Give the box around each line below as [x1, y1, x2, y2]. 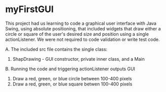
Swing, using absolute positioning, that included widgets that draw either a [5, 25, 161, 31]
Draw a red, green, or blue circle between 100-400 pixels [12, 75, 132, 81]
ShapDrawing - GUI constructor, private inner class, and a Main [12, 56, 145, 62]
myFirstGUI [5, 4, 54, 15]
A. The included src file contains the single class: [5, 46, 108, 52]
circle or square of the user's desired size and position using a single [5, 31, 149, 37]
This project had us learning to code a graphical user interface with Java [5, 20, 157, 26]
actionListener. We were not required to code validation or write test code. [5, 36, 160, 42]
